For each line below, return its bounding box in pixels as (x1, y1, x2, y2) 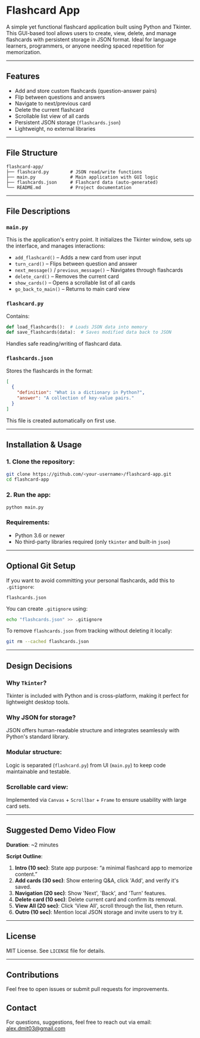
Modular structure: (6, 748, 62, 756)
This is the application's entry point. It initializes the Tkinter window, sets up (6, 236, 192, 243)
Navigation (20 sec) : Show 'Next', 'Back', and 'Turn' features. (14, 889, 167, 896)
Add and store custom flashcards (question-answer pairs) (14, 87, 157, 94)
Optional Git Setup (6, 561, 76, 571)
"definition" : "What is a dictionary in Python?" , (17, 390, 145, 396)
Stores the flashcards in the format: (6, 367, 93, 374)
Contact (6, 1003, 37, 1013)
